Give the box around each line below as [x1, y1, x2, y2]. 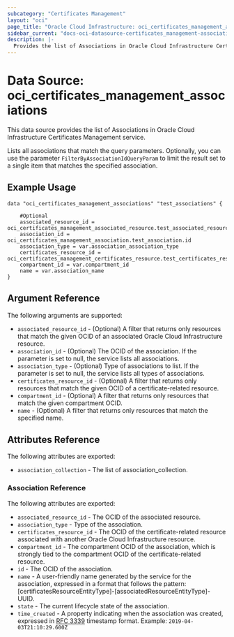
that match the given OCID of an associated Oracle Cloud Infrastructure [17, 332, 223, 340]
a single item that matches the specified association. [7, 161, 158, 170]
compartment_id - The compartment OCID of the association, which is [17, 542, 216, 550]
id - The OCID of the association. [17, 564, 114, 573]
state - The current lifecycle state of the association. [17, 601, 169, 610]
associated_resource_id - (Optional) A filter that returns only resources [17, 324, 221, 332]
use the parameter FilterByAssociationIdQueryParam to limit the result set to [7, 154, 226, 162]
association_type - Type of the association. [17, 520, 143, 528]
